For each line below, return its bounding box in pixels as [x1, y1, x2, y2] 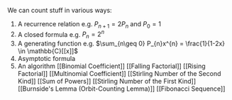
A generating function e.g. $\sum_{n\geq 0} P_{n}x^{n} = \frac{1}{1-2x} [17, 39, 226, 48]
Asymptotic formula [17, 55, 76, 63]
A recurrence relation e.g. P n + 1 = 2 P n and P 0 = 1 [17, 20, 162, 30]
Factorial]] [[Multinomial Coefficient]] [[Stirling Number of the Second [17, 70, 221, 78]
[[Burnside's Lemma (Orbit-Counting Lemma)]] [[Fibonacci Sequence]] [17, 84, 226, 93]
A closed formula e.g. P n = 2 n [17, 28, 105, 40]
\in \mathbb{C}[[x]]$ [17, 47, 78, 55]
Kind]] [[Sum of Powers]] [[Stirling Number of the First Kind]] [17, 77, 197, 86]
